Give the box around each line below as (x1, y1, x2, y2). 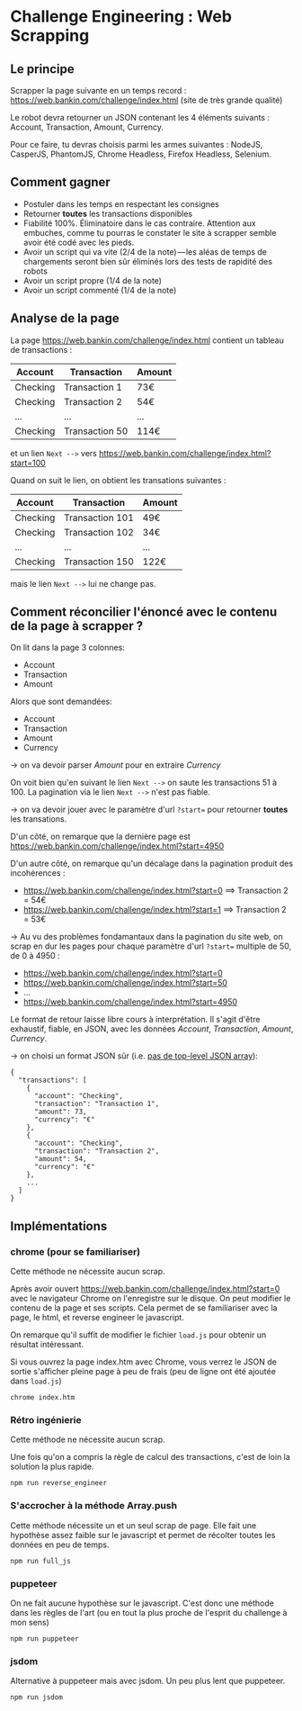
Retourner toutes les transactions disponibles (22, 208, 192, 219)
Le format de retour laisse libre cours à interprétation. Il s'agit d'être (10, 1014, 261, 1025)
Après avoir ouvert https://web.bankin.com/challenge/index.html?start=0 (10, 1283, 280, 1294)
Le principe (10, 61, 75, 77)
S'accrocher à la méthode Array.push (10, 1499, 178, 1512)
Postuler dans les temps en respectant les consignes (22, 198, 219, 209)
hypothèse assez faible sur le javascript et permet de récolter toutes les (10, 1529, 276, 1540)
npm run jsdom (10, 1693, 64, 1702)
